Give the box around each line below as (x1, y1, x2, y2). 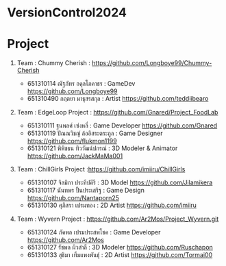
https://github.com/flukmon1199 (27, 137, 118, 145)
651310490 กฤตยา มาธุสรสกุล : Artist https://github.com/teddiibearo (27, 95, 209, 103)
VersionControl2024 (7, 5, 127, 21)
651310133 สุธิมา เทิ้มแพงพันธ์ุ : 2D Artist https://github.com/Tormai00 (27, 251, 213, 259)
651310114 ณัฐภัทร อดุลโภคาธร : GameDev (27, 80, 136, 88)
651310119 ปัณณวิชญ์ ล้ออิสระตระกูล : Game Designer (27, 129, 163, 138)
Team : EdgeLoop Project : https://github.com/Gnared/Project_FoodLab (16, 108, 218, 117)
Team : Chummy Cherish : (16, 59, 91, 67)
